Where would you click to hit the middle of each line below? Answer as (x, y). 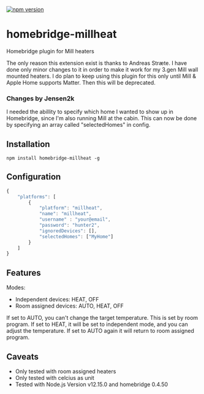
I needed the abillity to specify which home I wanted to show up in (90, 112)
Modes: (16, 287)
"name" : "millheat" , (65, 214)
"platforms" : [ (37, 197)
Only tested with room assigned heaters (66, 371)
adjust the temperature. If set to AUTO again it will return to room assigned (100, 331)
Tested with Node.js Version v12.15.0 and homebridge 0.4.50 (92, 384)
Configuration (34, 177)
